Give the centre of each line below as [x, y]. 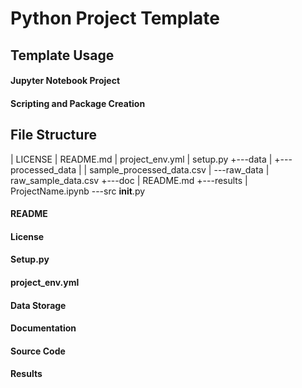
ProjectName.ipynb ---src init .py [78, 191]
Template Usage [62, 55]
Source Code [38, 351]
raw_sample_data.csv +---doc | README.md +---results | [129, 180]
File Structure [53, 135]
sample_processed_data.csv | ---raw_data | [179, 169]
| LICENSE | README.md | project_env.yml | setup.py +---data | [141, 159]
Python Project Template [115, 18]
